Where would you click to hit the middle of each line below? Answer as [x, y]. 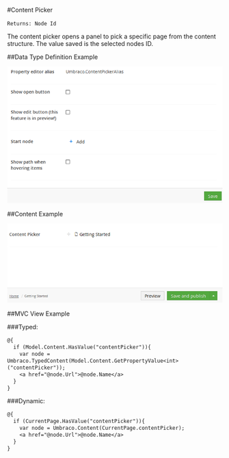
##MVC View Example [39, 314]
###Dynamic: [26, 400]
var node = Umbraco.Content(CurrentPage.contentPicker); [102, 428]
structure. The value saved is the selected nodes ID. [80, 43]
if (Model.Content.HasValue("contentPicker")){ [82, 347]
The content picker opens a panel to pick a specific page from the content [112, 36]
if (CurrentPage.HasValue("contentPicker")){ [79, 421]
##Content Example [35, 214]
